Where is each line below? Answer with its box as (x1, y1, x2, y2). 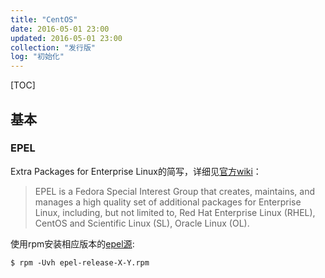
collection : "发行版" (10, 42, 96, 53)
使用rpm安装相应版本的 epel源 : (10, 237, 135, 250)
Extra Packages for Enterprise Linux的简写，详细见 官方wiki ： (10, 165, 262, 177)
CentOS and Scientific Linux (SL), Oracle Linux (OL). (34, 217, 250, 229)
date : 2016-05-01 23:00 (10, 24, 110, 34)
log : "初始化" (10, 52, 65, 62)
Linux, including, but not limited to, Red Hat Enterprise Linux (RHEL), (34, 206, 316, 218)
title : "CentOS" (10, 14, 78, 25)
